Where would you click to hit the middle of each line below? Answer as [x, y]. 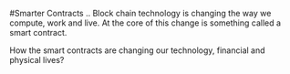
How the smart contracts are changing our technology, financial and [138, 50]
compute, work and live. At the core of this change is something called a [145, 23]
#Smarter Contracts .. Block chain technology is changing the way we [140, 13]
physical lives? [37, 60]
